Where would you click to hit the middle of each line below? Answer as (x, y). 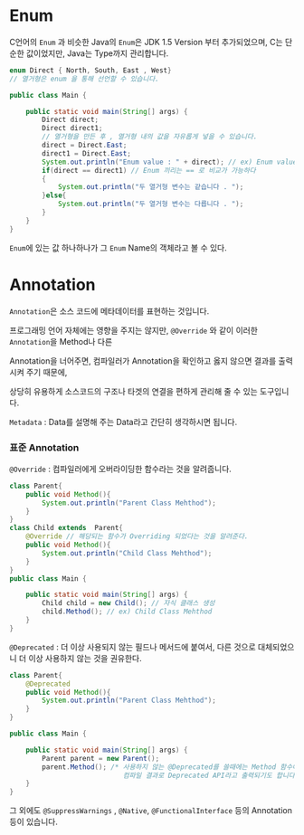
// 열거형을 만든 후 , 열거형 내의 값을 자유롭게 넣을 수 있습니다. (150, 137)
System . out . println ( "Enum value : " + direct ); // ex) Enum (157, 162)
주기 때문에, (47, 372)
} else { (54, 195)
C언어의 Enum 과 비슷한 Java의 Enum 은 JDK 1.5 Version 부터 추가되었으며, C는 (146, 42)
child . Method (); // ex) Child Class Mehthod (127, 612)
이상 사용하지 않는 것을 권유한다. (85, 658)
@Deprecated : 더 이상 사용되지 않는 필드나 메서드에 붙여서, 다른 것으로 (133, 647)
